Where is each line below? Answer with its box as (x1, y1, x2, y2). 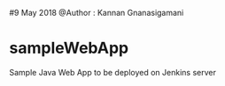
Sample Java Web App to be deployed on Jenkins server (9, 67, 217, 77)
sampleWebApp (9, 39, 129, 58)
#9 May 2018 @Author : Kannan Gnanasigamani (9, 8, 184, 18)
